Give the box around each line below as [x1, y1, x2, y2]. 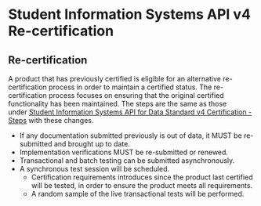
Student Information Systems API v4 [8, 5, 251, 23]
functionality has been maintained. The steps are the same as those [8, 99, 227, 108]
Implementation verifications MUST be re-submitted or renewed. [19, 147, 229, 157]
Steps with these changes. [8, 116, 94, 125]
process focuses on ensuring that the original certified [48, 91, 225, 99]
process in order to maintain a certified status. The [48, 82, 212, 92]
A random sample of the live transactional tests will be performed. [31, 190, 245, 198]
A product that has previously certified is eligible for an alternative [8, 74, 222, 83]
